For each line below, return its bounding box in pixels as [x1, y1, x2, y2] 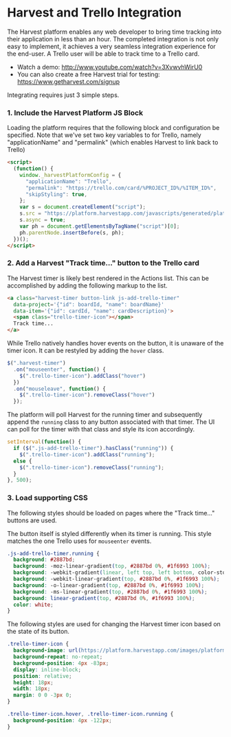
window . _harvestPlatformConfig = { [19, 171, 122, 178]
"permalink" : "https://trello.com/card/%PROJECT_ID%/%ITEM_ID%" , [25, 184, 217, 191]
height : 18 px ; [13, 679, 54, 686]
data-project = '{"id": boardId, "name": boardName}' [13, 301, 165, 308]
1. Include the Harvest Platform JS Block [7, 108, 143, 118]
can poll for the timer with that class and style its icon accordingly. [7, 425, 195, 434]
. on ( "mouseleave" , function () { [13, 385, 107, 392]
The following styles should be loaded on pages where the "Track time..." [7, 509, 215, 517]
